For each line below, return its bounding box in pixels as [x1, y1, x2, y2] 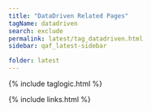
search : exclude [8, 27, 63, 35]
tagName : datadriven [8, 19, 79, 28]
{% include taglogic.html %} [8, 79, 103, 88]
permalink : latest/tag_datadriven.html [8, 34, 144, 43]
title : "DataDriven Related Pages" [8, 11, 129, 20]
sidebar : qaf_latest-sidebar [8, 42, 107, 50]
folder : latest [8, 57, 60, 65]
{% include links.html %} [8, 95, 91, 104]
